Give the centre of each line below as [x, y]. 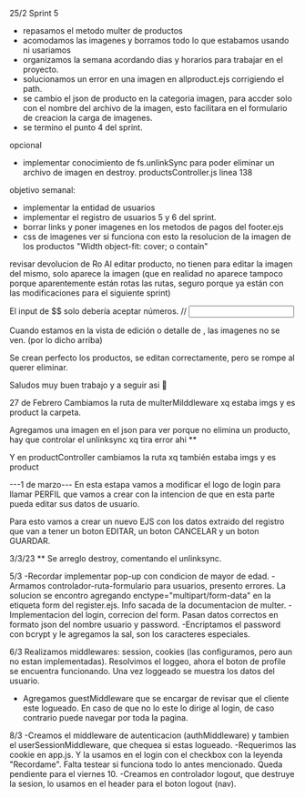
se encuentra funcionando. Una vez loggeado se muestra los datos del [142, 671]
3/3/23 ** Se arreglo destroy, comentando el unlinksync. [116, 558]
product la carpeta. [46, 412]
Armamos [28, 586]
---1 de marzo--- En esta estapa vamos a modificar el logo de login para [145, 485]
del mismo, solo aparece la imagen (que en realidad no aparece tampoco [147, 273]
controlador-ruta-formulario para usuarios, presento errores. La [167, 586]
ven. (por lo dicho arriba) [56, 340]
